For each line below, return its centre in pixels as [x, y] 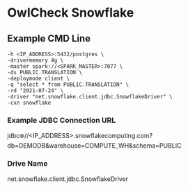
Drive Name [28, 164]
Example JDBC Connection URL [62, 120]
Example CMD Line [49, 38]
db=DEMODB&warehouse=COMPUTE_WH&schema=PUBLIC [94, 146]
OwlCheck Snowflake [71, 13]
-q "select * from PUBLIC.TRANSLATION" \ [68, 85]
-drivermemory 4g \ [36, 60]
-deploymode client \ [39, 78]
